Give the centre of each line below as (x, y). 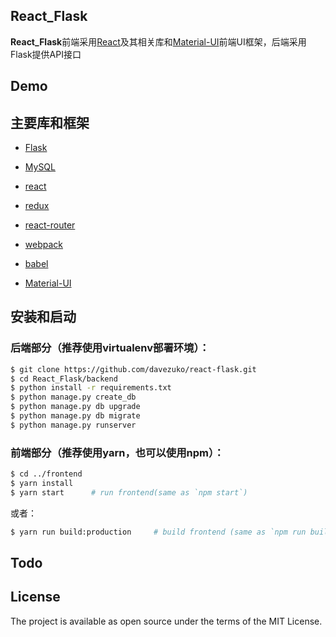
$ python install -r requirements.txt (91, 388)
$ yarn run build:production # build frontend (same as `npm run (158, 532)
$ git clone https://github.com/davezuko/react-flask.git (133, 369)
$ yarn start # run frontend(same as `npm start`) (129, 492)
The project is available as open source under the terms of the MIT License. (166, 621)
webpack (43, 245)
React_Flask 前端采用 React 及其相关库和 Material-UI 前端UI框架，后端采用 (158, 41)
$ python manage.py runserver (73, 425)
